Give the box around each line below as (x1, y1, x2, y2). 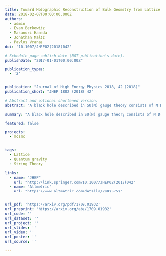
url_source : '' (5, 239, 37, 244)
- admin (9, 21, 26, 26)
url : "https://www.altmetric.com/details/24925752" (14, 189, 123, 194)
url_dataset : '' (5, 216, 39, 221)
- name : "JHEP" (9, 175, 41, 180)
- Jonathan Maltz (9, 35, 45, 40)
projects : (5, 129, 26, 134)
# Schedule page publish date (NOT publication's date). (5, 53, 125, 58)
